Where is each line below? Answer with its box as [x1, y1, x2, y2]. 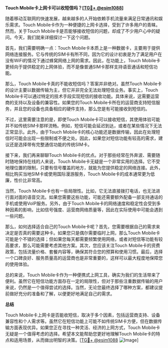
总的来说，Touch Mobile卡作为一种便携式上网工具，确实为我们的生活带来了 [5, 272, 160, 278]
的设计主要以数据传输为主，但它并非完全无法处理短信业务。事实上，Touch [5, 87, 158, 93]
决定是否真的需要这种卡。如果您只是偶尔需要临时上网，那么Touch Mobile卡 [5, 230, 160, 236]
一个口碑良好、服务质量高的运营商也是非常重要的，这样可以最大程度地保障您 [5, 255, 163, 261]
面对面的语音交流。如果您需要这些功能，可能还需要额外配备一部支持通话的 [9, 194, 163, 200]
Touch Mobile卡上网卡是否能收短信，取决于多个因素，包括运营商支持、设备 [5, 312, 160, 318]
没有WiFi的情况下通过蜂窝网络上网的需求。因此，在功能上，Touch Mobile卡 [5, 58, 161, 63]
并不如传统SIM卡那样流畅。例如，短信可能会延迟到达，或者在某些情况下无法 [5, 123, 162, 128]
